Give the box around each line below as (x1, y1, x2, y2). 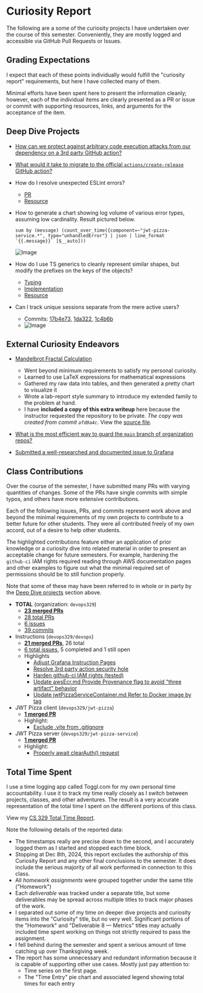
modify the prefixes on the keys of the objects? (15, 266, 133, 274)
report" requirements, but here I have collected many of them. (6, 77, 161, 85)
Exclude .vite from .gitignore (33, 724, 104, 731)
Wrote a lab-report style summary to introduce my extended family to (24, 393, 198, 400)
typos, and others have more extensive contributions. (6, 496, 140, 503)
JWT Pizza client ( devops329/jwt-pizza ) (15, 704, 115, 711)
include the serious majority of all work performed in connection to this (15, 863, 193, 871)
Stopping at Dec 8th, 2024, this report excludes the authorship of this (15, 851, 189, 858)
